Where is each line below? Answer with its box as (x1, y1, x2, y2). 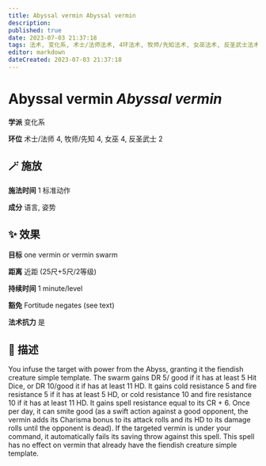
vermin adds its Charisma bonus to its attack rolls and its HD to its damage (8, 415, 251, 425)
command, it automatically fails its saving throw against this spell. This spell (8, 432, 255, 441)
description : (8, 19, 51, 27)
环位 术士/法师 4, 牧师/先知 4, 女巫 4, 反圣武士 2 (8, 134, 163, 143)
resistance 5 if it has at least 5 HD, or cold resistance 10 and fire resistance (8, 390, 252, 399)
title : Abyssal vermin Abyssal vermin (8, 11, 136, 20)
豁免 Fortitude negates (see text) (8, 300, 115, 310)
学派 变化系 (8, 116, 45, 127)
